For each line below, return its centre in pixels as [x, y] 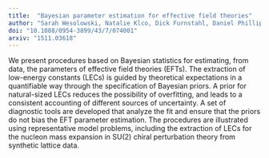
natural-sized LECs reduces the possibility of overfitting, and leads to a [125, 95]
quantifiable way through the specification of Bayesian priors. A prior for [127, 86]
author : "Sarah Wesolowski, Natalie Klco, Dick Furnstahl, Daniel [121, 23]
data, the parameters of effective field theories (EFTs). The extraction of [127, 69]
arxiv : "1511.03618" [43, 38]
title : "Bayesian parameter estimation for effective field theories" [130, 16]
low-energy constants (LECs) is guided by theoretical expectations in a [125, 77]
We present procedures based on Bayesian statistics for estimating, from [128, 61]
